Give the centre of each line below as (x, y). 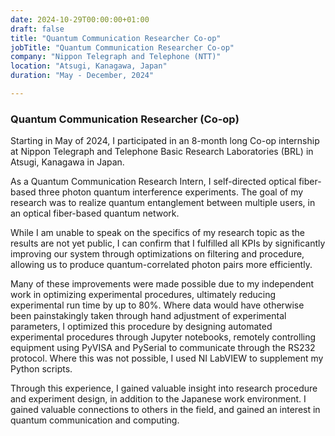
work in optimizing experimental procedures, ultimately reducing (143, 295)
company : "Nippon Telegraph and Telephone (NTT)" (116, 57)
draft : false (37, 29)
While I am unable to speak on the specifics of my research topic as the (158, 233)
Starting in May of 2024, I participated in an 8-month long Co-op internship (165, 141)
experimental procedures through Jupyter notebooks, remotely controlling (163, 337)
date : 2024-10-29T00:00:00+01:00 (80, 19)
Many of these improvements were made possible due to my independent (162, 284)
